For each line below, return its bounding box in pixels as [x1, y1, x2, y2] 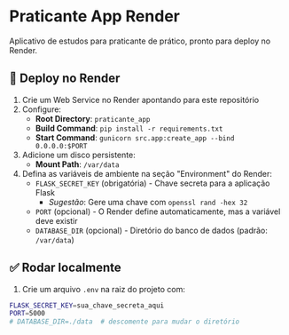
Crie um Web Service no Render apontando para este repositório [21, 94, 260, 105]
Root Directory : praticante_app [35, 113, 151, 124]
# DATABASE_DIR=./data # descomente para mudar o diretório [9, 317, 240, 326]
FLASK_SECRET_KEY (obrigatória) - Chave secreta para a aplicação [35, 178, 270, 188]
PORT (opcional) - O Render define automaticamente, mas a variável [35, 206, 281, 217]
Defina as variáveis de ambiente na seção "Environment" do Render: [21, 168, 273, 179]
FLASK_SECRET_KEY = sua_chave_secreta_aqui [9, 300, 165, 310]
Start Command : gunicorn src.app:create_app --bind [35, 132, 235, 143]
